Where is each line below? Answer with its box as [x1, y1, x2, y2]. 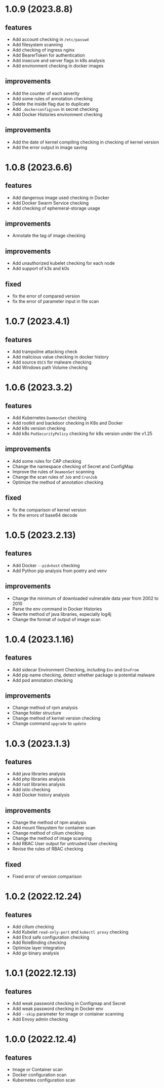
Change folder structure [12, 710, 62, 716]
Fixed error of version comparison [12, 873, 82, 879]
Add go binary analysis [12, 950, 59, 956]
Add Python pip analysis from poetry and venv [12, 568, 107, 574]
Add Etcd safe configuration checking [12, 934, 90, 940]
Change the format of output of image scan [12, 616, 101, 622]
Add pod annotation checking [12, 677, 73, 683]
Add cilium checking [12, 924, 54, 930]
